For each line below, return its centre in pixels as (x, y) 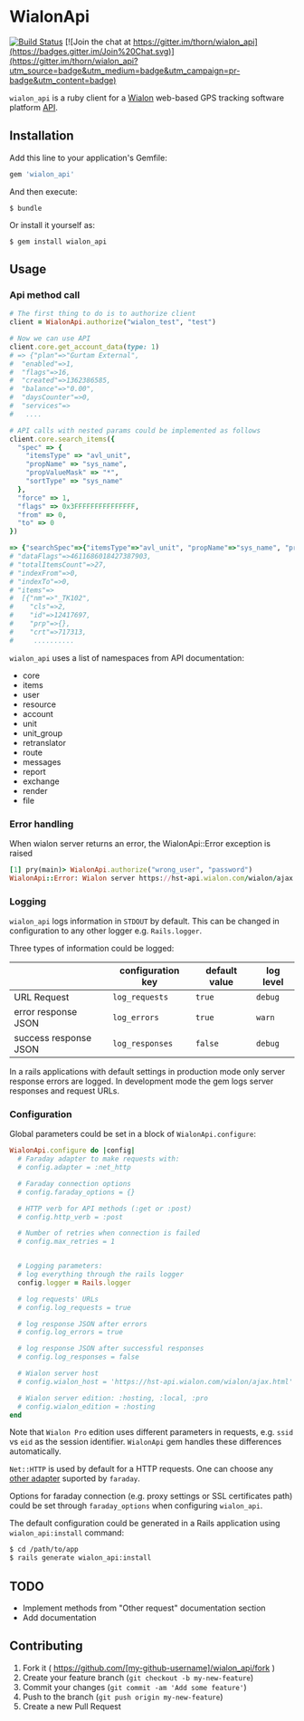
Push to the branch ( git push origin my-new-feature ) (123, 1697)
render (35, 790)
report (34, 771)
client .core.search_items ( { (62, 439)
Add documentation (59, 1618)
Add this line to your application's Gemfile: (88, 158)
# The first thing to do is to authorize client (103, 314)
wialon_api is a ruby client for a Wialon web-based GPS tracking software (147, 98)
